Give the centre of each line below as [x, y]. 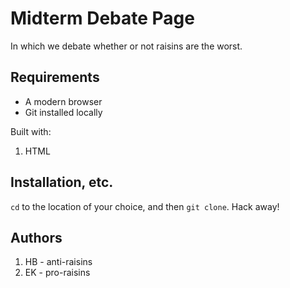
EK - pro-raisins [57, 273]
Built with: [31, 131]
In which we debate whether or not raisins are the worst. [126, 46]
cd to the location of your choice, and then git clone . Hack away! [145, 206]
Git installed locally [63, 112]
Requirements [55, 77]
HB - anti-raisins [58, 262]
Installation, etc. [62, 182]
